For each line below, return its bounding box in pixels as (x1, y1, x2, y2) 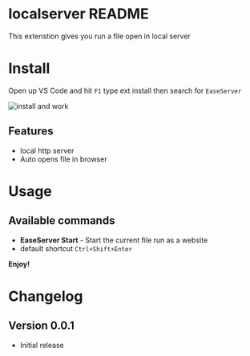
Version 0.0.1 (8, 319, 75, 333)
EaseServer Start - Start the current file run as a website (19, 235, 208, 245)
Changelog (8, 287, 83, 305)
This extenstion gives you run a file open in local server (8, 31, 191, 41)
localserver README (8, 5, 150, 23)
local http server (19, 146, 75, 155)
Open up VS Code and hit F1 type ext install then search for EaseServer (8, 86, 242, 95)
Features (8, 125, 54, 138)
